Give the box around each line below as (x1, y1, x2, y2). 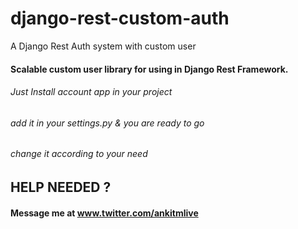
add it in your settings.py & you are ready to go (10, 117, 205, 129)
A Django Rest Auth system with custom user (10, 40, 197, 52)
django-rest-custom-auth (10, 7, 230, 30)
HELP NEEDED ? (10, 178, 112, 196)
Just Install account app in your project (10, 86, 173, 98)
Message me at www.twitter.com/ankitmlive (10, 207, 199, 219)
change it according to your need (10, 148, 148, 160)
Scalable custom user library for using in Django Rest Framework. (10, 63, 289, 75)
